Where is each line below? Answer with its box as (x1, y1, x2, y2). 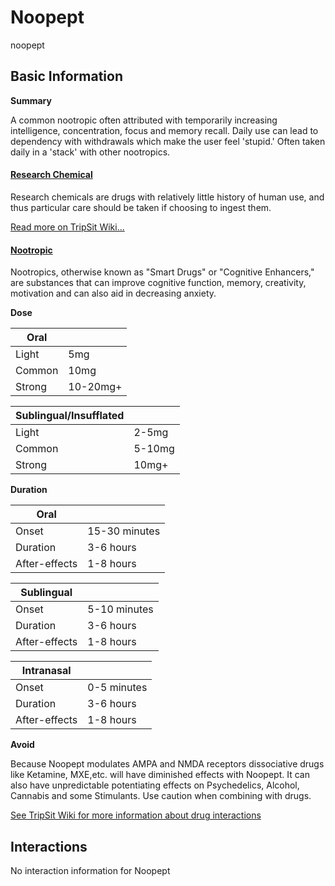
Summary (10, 94, 52, 106)
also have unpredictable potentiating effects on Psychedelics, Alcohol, (10, 779, 300, 791)
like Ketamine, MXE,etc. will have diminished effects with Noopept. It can (10, 769, 310, 781)
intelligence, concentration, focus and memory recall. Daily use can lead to (10, 124, 319, 136)
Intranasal (21, 664, 72, 678)
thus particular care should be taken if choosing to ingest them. (10, 201, 272, 213)
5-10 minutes (87, 602, 154, 616)
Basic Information (10, 68, 124, 85)
